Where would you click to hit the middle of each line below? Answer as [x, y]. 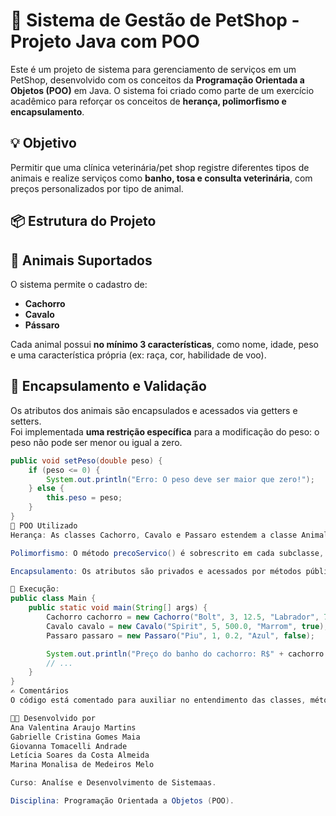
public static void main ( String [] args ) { [118, 608]
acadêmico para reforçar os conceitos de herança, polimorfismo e [148, 101]
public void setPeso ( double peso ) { [86, 460]
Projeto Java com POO [105, 41]
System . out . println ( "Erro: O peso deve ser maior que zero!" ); [180, 479]
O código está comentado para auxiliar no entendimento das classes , [158, 700]
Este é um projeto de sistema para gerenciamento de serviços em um [153, 69]
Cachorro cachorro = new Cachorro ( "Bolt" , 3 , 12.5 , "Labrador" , [183, 617]
